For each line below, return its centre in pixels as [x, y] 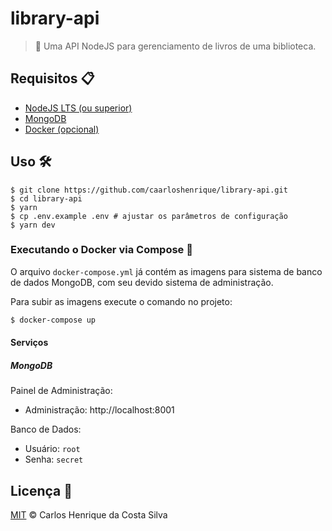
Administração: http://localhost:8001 [99, 410]
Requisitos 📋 [52, 78]
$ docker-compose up [53, 320]
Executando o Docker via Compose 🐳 [101, 250]
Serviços [29, 343]
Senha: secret [54, 459]
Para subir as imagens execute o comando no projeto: [121, 301]
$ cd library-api [46, 198]
